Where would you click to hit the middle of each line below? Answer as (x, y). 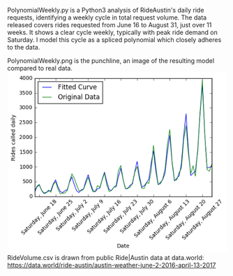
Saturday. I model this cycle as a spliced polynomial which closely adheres (114, 40)
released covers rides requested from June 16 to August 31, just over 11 (110, 25)
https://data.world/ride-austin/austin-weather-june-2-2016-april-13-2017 (112, 266)
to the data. (24, 47)
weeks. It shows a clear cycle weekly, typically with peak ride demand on (113, 32)
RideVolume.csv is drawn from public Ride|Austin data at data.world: (106, 258)
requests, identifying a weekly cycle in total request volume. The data (107, 17)
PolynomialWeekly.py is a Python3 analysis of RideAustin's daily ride (106, 10)
